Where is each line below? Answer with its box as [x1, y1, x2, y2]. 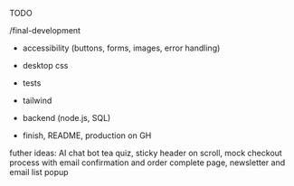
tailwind [22, 95, 52, 106]
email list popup [9, 167, 70, 177]
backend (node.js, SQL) [22, 113, 111, 123]
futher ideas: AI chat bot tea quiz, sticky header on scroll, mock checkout [9, 148, 282, 158]
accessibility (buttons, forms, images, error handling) [22, 42, 221, 53]
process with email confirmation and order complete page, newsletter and [9, 157, 286, 168]
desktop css [22, 60, 69, 70]
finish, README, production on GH [22, 130, 152, 141]
